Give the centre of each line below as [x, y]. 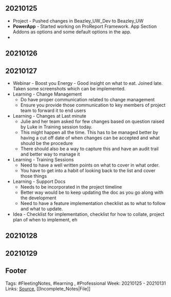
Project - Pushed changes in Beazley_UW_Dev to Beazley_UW [78, 21]
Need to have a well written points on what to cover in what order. [90, 165]
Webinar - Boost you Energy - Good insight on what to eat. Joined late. [88, 83]
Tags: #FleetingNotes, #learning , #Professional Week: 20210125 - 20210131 [85, 283]
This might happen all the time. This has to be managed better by [89, 133]
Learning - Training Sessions [43, 160]
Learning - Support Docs [39, 181]
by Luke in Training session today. [56, 127]
